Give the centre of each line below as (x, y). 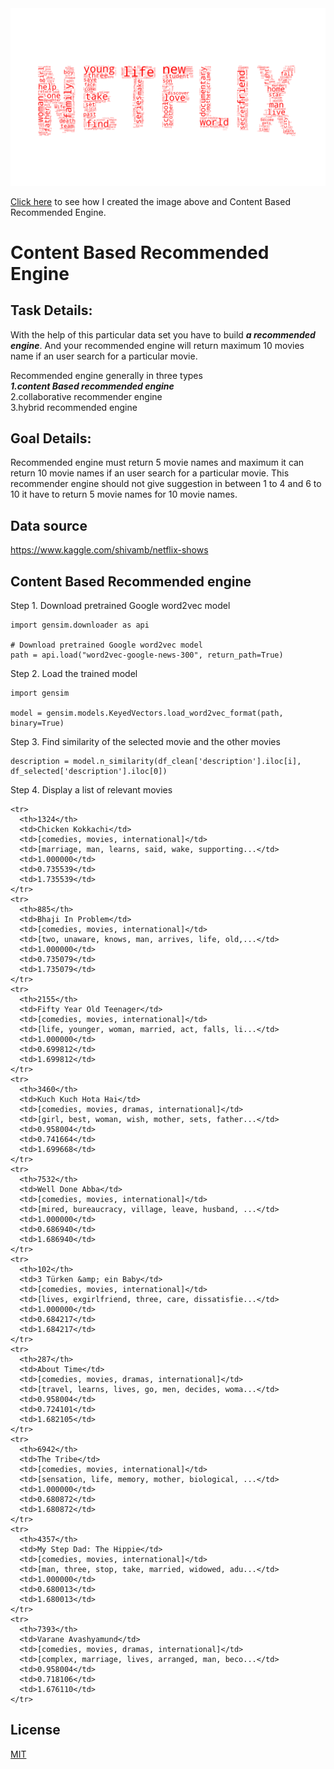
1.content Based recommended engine (92, 386)
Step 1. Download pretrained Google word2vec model (120, 605)
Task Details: (51, 310)
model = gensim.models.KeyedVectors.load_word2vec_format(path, (147, 713)
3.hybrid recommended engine (74, 407)
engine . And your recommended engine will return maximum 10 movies (157, 345)
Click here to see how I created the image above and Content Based (150, 201)
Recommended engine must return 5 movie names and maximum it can (157, 463)
